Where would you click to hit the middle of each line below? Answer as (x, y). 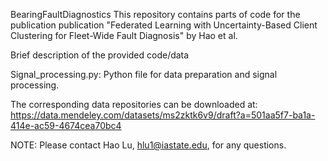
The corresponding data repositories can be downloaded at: (134, 104)
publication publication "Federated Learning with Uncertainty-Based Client (164, 25)
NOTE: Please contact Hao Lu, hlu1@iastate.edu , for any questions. (148, 145)
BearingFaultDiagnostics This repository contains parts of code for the (155, 14)
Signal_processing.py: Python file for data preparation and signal (144, 74)
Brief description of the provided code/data (100, 55)
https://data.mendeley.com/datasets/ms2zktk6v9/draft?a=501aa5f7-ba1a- (163, 115)
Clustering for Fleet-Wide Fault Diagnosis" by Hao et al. (124, 35)
